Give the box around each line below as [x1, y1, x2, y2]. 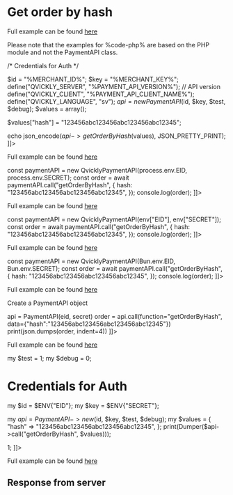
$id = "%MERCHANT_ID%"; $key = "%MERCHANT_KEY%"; [7, 74, 179, 84]
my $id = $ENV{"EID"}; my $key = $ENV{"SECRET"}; [7, 401, 159, 409]
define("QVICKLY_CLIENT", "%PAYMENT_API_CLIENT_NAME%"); [7, 90, 195, 98]
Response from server [7, 477, 106, 489]
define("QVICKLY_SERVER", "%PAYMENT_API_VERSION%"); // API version [7, 82, 221, 91]
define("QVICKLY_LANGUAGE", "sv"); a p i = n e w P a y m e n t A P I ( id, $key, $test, [7, 97, 226, 105]
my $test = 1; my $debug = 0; [7, 354, 92, 362]
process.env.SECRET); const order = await [7, 173, 130, 182]
